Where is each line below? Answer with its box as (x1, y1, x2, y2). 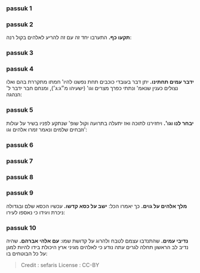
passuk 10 (6, 223, 36, 232)
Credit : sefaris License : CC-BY (20, 262, 100, 269)
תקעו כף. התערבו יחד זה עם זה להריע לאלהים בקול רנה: (6, 34, 132, 41)
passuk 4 (6, 65, 34, 73)
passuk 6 (6, 140, 34, 149)
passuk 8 (6, 173, 34, 181)
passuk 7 (6, 157, 33, 165)
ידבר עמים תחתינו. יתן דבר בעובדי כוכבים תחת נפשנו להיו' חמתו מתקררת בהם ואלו (6, 78, 194, 85)
